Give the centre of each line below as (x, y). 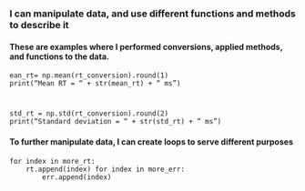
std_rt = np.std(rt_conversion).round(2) (89, 114)
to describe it (40, 25)
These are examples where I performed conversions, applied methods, (146, 46)
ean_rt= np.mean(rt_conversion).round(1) (89, 75)
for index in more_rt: (52, 161)
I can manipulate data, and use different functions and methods (152, 14)
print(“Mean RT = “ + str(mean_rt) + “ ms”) (95, 84)
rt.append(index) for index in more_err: (105, 169)
